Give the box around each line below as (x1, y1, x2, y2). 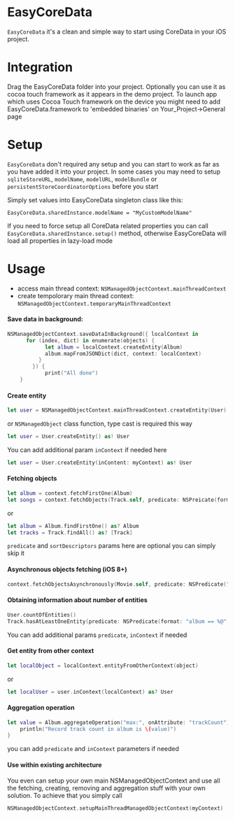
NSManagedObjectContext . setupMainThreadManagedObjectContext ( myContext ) (7, 804, 224, 812)
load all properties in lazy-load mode (7, 236, 113, 245)
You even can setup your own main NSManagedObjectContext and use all (7, 776, 220, 785)
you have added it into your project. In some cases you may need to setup (7, 167, 221, 176)
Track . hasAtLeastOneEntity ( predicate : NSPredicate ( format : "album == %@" (7, 617, 227, 625)
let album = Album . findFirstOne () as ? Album (7, 522, 139, 529)
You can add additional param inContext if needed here (7, 445, 167, 454)
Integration (7, 59, 73, 76)
